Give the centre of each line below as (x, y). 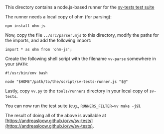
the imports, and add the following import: (48, 40)
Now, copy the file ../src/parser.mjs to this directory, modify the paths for (82, 35)
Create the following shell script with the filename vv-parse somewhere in (81, 59)
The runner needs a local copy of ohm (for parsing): (59, 17)
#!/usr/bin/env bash (27, 73)
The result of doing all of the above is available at (56, 115)
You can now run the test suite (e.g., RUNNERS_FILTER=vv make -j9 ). (73, 106)
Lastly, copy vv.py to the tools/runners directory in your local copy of (77, 91)
